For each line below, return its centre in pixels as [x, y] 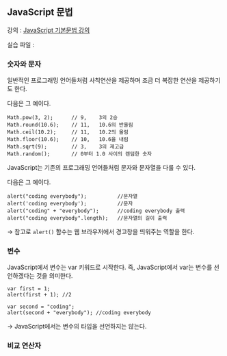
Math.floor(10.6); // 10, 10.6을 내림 [68, 140]
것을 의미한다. [55, 276]
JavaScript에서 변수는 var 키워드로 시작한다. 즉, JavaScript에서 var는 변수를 [110, 267]
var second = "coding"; [41, 307]
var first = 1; [29, 289]
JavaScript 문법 [40, 12]
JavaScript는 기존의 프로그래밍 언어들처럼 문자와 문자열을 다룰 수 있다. [102, 168]
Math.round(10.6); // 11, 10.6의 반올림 [70, 125]
